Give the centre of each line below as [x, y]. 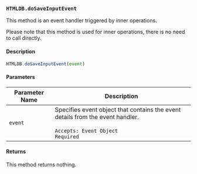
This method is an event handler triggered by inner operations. [81, 20]
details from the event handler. [97, 117]
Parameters [21, 77]
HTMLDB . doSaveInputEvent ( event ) [45, 64]
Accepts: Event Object [86, 130]
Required [67, 136]
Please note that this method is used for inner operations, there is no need [96, 32]
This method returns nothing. [41, 164]
